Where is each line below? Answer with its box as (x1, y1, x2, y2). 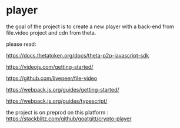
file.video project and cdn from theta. (6, 29, 96, 36)
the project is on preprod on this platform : (6, 109, 109, 116)
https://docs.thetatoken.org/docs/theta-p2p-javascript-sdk (6, 52, 149, 59)
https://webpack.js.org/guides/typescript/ (6, 97, 108, 105)
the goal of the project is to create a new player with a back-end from (6, 23, 175, 30)
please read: (6, 41, 36, 48)
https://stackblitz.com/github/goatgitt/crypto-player (6, 115, 132, 122)
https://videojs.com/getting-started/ (6, 63, 94, 70)
